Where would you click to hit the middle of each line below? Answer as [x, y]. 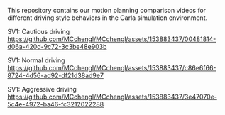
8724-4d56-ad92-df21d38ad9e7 [56, 75]
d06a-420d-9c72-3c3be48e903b [57, 46]
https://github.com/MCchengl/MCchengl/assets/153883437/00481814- [112, 39]
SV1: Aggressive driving [42, 89]
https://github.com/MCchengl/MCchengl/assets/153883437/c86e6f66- [112, 68]
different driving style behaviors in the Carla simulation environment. [108, 18]
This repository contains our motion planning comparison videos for [107, 10]
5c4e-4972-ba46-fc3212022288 [56, 104]
